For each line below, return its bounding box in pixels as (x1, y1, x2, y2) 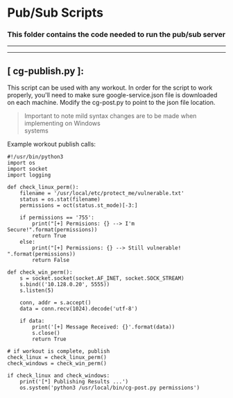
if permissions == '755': (19, 214, 95, 222)
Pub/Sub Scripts (7, 5, 104, 21)
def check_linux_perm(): (7, 184, 79, 191)
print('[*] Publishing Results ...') (19, 379, 129, 385)
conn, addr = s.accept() (19, 299, 92, 306)
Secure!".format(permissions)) (7, 226, 98, 233)
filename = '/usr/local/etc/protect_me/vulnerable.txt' (19, 190, 185, 197)
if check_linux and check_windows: (7, 372, 110, 379)
